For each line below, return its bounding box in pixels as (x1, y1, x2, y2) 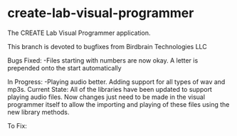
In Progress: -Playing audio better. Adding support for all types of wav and (7, 77, 226, 86)
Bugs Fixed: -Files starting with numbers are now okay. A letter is (7, 56, 199, 65)
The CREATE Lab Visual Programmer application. (7, 28, 151, 37)
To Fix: (7, 121, 27, 130)
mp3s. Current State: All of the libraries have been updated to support (7, 85, 212, 93)
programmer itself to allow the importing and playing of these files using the (7, 100, 230, 108)
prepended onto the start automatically (7, 63, 122, 72)
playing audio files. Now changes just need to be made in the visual (7, 93, 205, 101)
